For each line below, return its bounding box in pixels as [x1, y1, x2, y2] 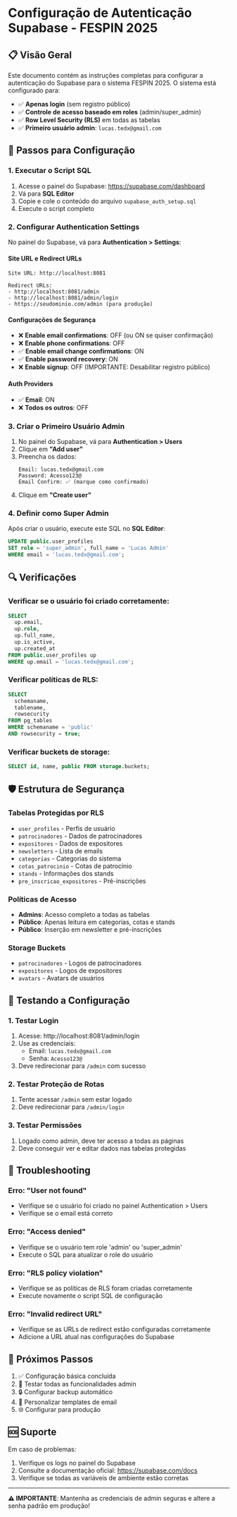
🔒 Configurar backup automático [18, 1388, 113, 1396]
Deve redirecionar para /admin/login [18, 1103, 125, 1111]
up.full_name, [14, 632, 56, 640]
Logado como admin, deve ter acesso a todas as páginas [18, 1137, 184, 1145]
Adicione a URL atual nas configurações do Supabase [18, 1333, 174, 1341]
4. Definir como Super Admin [8, 508, 109, 518]
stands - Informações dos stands [18, 869, 115, 877]
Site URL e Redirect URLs [8, 254, 82, 263]
